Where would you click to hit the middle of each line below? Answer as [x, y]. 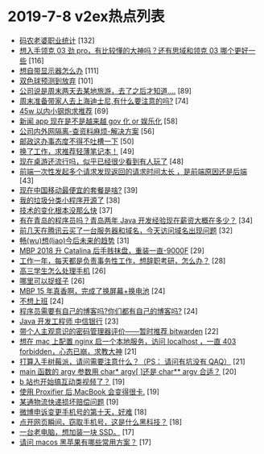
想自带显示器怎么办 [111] [59, 70]
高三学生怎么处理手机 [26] [62, 270]
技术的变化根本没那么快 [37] [66, 210]
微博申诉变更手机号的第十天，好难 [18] [83, 411]
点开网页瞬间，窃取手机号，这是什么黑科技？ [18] [101, 422]
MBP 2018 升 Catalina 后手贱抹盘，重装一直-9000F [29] [111, 250]
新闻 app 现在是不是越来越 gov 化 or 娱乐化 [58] [98, 121]
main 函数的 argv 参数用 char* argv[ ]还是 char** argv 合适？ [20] [128, 371]
